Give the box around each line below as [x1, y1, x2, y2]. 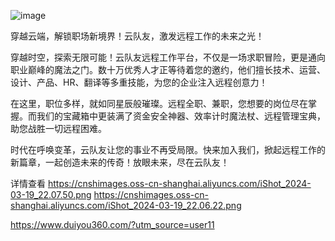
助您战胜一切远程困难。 [10, 123, 107, 134]
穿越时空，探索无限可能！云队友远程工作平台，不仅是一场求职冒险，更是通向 [10, 51, 326, 63]
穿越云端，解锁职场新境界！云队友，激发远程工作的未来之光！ [10, 30, 265, 42]
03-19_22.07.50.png [10, 189, 92, 200]
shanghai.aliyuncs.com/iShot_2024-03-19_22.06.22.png [10, 200, 242, 211]
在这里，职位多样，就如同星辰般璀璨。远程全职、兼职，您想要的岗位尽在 [10, 98, 308, 109]
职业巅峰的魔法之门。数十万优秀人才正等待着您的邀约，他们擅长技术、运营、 [10, 64, 326, 75]
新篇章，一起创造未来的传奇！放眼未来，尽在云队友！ [10, 156, 230, 168]
